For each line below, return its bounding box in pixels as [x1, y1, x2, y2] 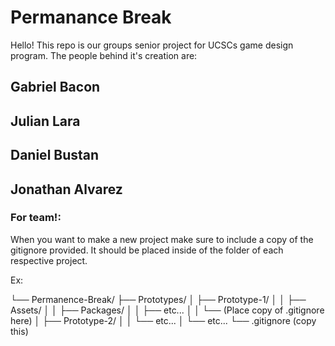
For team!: [10, 211, 62, 225]
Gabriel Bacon [10, 79, 101, 96]
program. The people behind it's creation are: [10, 49, 198, 61]
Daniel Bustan [10, 147, 100, 164]
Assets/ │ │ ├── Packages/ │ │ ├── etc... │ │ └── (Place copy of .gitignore [10, 304, 325, 316]
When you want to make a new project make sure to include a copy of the [10, 233, 314, 245]
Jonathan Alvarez [10, 181, 123, 198]
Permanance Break [10, 6, 172, 29]
